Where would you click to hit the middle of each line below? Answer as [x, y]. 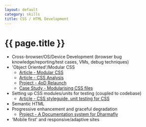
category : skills [22, 14]
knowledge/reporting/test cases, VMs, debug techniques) [70, 62]
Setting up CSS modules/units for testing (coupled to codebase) [76, 94]
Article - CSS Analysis [41, 78]
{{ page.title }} [35, 43]
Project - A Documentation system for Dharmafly [69, 114]
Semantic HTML [28, 104]
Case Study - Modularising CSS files [56, 88]
